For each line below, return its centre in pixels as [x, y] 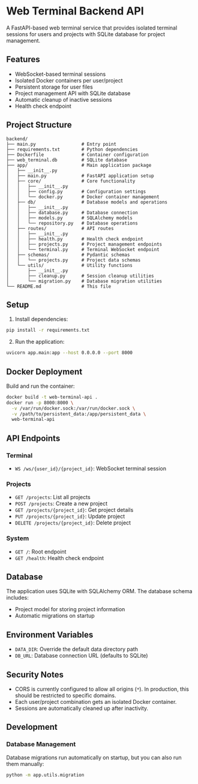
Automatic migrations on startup [55, 616]
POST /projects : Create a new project [61, 503]
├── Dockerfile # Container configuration [77, 155]
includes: [17, 598]
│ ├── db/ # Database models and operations [87, 202]
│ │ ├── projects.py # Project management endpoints [84, 244]
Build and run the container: [40, 386]
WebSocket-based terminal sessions [60, 74]
